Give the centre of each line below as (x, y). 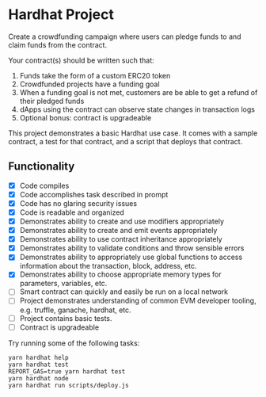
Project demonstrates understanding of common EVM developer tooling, (138, 301)
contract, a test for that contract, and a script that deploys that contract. (125, 141)
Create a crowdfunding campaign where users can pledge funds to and (125, 36)
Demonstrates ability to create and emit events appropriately (118, 231)
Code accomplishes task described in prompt (94, 194)
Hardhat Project (61, 15)
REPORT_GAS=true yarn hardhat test (67, 371)
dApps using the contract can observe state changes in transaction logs (137, 109)
